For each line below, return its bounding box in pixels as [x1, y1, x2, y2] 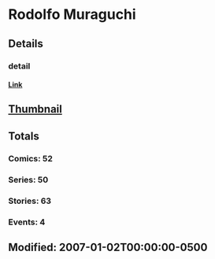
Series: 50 [8, 174, 49, 185]
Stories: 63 [8, 195, 52, 206]
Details [8, 37, 43, 50]
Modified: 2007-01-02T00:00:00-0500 [8, 240, 208, 253]
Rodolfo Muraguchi [8, 6, 136, 24]
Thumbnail [8, 102, 63, 116]
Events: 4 [8, 216, 46, 228]
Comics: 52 [8, 153, 54, 164]
